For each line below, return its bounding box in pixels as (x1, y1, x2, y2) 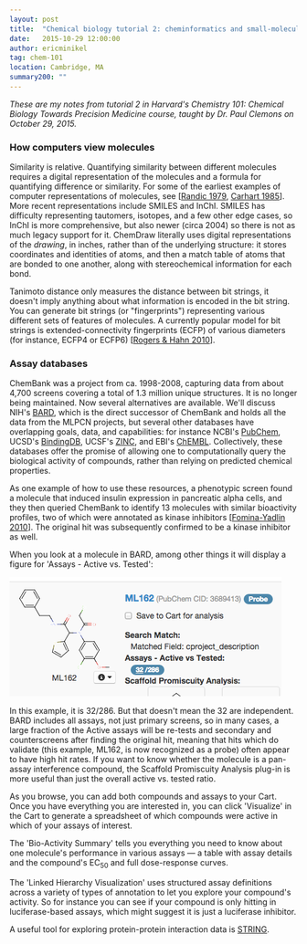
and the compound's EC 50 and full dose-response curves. (9, 857, 228, 871)
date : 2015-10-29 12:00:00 (9, 34, 121, 43)
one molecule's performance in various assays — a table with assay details (9, 847, 292, 858)
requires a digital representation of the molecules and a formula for (9, 172, 262, 183)
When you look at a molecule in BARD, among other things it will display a (9, 549, 286, 561)
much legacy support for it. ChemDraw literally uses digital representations (9, 229, 291, 241)
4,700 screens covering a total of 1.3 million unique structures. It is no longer (9, 388, 298, 399)
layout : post (9, 15, 59, 24)
